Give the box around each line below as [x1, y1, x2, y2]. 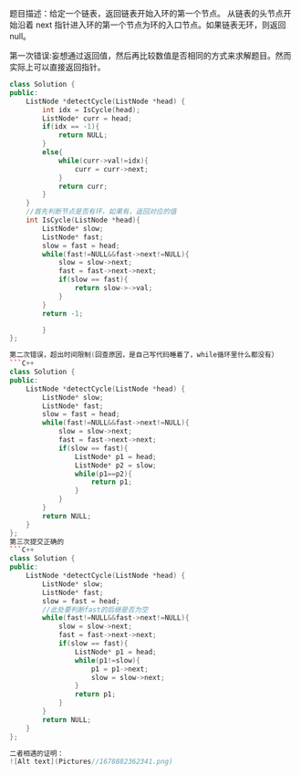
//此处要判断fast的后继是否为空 [42, 605, 149, 614]
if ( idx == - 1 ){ [42, 122, 100, 131]
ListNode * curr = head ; [42, 113, 132, 123]
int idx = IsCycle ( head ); [42, 105, 141, 114]
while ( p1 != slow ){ [74, 655, 141, 665]
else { [42, 148, 64, 157]
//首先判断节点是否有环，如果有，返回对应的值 [26, 207, 177, 216]
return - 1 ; [42, 309, 84, 318]
